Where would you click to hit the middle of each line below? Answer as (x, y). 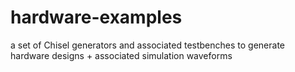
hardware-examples (96, 17)
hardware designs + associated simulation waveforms (121, 55)
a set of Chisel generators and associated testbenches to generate (147, 45)
